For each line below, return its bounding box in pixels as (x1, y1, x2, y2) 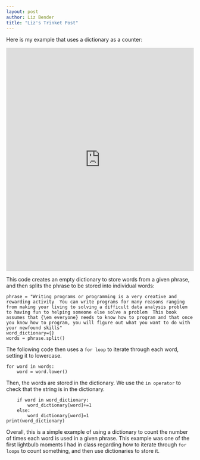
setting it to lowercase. (6, 352, 62, 359)
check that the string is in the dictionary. (6, 386, 105, 393)
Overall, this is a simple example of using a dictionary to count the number (6, 428, 189, 436)
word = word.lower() (17, 369, 68, 375)
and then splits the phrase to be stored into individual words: (6, 282, 155, 289)
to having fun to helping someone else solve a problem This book (6, 309, 177, 315)
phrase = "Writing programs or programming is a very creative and (6, 294, 177, 300)
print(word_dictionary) (6, 418, 65, 424)
